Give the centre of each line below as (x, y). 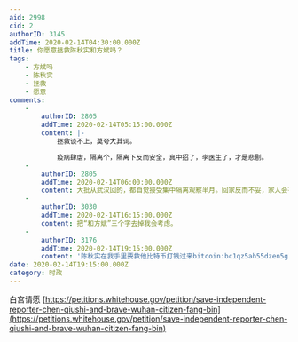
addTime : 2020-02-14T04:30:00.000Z (75, 42)
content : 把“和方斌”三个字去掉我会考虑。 (109, 223)
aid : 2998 (27, 17)
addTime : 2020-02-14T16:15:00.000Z (107, 215)
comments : (27, 100)
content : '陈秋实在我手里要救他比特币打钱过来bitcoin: (133, 257)
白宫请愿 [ (27, 299)
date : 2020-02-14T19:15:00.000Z (69, 265)
